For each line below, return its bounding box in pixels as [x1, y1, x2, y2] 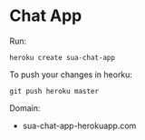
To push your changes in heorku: [9, 69, 133, 80]
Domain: [9, 102, 41, 114]
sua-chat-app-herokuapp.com [22, 120, 137, 131]
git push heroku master [9, 86, 100, 95]
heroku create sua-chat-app [9, 53, 116, 62]
